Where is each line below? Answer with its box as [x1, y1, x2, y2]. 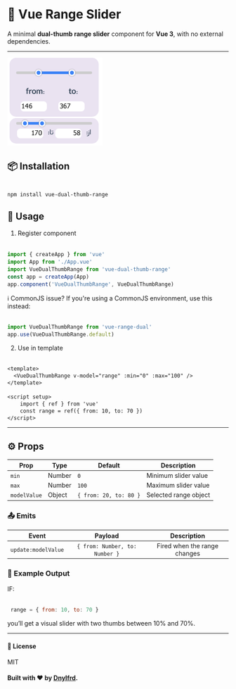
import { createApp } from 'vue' [7, 251, 105, 258]
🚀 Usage [7, 210, 44, 222]
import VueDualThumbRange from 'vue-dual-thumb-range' [7, 265, 171, 273]
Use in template [17, 344, 63, 353]
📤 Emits [7, 510, 37, 520]
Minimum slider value [146, 471, 209, 479]
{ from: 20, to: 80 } [77, 492, 140, 499]
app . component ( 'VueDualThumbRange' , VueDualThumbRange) [7, 281, 174, 288]
